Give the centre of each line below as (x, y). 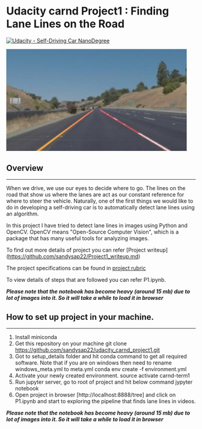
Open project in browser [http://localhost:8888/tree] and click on (95, 395)
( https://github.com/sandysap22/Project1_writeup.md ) (73, 256)
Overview (25, 168)
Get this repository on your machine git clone (71, 343)
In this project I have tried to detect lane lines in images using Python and (97, 226)
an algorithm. (23, 214)
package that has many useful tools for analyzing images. (78, 238)
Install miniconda (36, 337)
